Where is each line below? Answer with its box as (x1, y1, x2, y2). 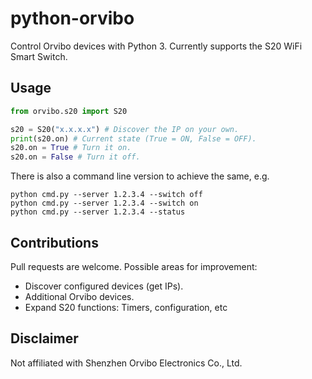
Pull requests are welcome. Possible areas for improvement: (10, 260, 258, 272)
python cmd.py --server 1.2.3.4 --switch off (10, 190, 203, 200)
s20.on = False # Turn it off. (10, 152, 141, 162)
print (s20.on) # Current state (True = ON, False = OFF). (10, 133, 257, 144)
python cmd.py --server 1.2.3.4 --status (10, 207, 186, 217)
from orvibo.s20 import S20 (10, 106, 128, 116)
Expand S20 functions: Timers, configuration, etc (24, 301, 228, 313)
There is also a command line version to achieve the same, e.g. (10, 170, 270, 182)
